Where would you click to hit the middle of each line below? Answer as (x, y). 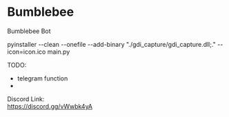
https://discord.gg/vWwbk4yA (50, 106)
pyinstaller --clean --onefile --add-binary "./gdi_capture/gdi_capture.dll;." (111, 44)
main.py (59, 52)
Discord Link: (26, 99)
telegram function (42, 78)
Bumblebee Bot (29, 31)
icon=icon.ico (27, 52)
